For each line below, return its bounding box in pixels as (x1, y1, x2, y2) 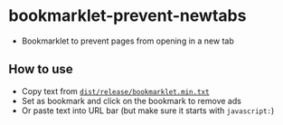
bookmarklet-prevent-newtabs (8, 5, 247, 26)
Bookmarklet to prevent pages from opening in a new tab (21, 35, 234, 46)
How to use (8, 62, 73, 77)
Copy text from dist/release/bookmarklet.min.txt (21, 85, 210, 96)
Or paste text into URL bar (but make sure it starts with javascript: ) (21, 105, 275, 116)
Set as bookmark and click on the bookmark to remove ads (21, 95, 241, 106)
